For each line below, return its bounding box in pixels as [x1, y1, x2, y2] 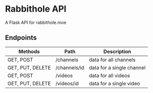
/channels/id [55, 64, 85, 71]
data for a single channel [88, 64, 146, 71]
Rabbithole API [5, 3, 67, 15]
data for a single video [88, 80, 140, 87]
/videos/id [55, 80, 79, 87]
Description [103, 48, 131, 55]
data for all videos [88, 72, 131, 79]
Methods [19, 48, 40, 55]
